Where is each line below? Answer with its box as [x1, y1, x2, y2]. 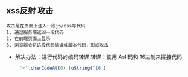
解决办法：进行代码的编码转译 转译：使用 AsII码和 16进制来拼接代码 [14, 53, 183, 60]
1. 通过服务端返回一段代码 [6, 29, 64, 35]
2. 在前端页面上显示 [6, 35, 51, 42]
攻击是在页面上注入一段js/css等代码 [6, 23, 86, 29]
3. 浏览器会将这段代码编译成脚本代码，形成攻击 [6, 42, 109, 48]
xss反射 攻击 [6, 5, 54, 16]
